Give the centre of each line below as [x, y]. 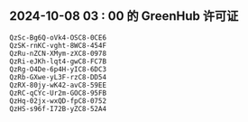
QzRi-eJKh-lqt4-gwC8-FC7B [58, 61]
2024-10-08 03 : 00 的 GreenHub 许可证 [124, 16]
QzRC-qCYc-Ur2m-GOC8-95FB [58, 93]
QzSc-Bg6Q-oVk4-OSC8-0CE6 [58, 38]
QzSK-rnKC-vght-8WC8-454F [58, 45]
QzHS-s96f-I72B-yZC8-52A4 [58, 108]
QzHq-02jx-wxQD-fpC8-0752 [58, 101]
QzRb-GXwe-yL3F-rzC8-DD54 [58, 77]
